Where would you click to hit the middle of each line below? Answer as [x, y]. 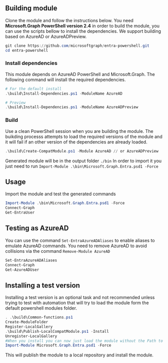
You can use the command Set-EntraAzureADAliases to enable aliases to [80, 240]
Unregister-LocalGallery [31, 336]
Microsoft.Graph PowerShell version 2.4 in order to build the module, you [82, 26]
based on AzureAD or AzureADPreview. [46, 36]
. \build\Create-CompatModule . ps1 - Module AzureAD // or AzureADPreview [82, 151]
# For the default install [33, 89]
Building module [31, 8]
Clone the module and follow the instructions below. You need [69, 20]
